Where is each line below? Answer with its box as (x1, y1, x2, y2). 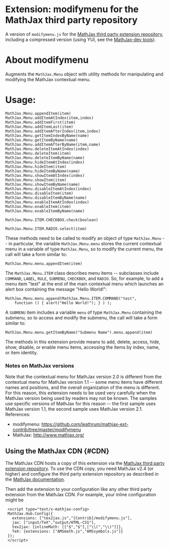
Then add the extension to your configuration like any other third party (5, 486, 152, 492)
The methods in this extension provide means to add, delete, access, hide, (5, 339, 160, 345)
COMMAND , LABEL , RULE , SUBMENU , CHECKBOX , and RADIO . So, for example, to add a (5, 275, 163, 281)
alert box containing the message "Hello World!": (5, 286, 107, 292)
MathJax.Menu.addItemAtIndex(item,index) (5, 115, 94, 120)
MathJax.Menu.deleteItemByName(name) (5, 155, 85, 160)
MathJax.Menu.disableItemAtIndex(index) (5, 186, 92, 191)
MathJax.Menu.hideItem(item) (5, 164, 67, 169)
